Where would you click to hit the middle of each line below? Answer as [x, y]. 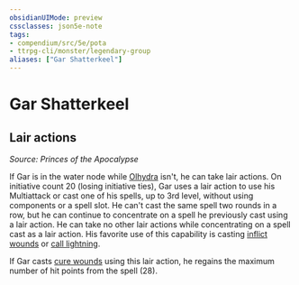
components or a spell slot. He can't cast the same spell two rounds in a [143, 205]
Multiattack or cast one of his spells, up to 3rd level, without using [131, 196]
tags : [19, 34]
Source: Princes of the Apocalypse [74, 159]
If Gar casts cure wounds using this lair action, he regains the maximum [142, 261]
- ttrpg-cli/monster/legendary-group [80, 51]
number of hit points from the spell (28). [83, 271]
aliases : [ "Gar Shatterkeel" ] [66, 60]
